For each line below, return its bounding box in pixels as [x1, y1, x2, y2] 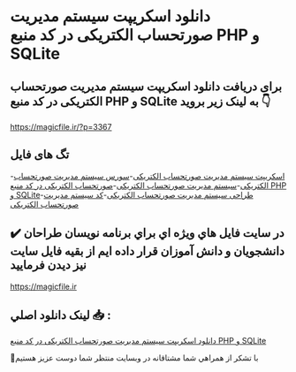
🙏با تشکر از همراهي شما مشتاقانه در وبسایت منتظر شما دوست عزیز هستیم [10, 353, 259, 363]
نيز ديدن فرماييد [10, 258, 87, 273]
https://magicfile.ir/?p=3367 [10, 122, 112, 132]
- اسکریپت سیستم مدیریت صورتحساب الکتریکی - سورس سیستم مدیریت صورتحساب [10, 171, 285, 181]
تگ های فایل [10, 148, 70, 163]
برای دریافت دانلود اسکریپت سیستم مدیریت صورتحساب [10, 79, 282, 94]
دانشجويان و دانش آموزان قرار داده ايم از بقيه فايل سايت [10, 244, 285, 259]
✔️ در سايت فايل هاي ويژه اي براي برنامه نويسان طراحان [10, 225, 285, 240]
